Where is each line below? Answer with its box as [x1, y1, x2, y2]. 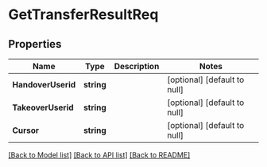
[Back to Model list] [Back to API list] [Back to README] [8, 150, 191, 160]
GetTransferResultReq [8, 6, 159, 24]
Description [114, 61, 160, 72]
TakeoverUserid [12, 102, 74, 113]
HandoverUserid [12, 80, 76, 90]
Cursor [12, 125, 40, 136]
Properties [8, 37, 62, 51]
